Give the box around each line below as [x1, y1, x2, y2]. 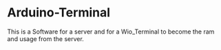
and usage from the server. [7, 34, 84, 42]
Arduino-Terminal [7, 5, 111, 21]
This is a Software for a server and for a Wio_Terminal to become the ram [7, 27, 215, 36]
